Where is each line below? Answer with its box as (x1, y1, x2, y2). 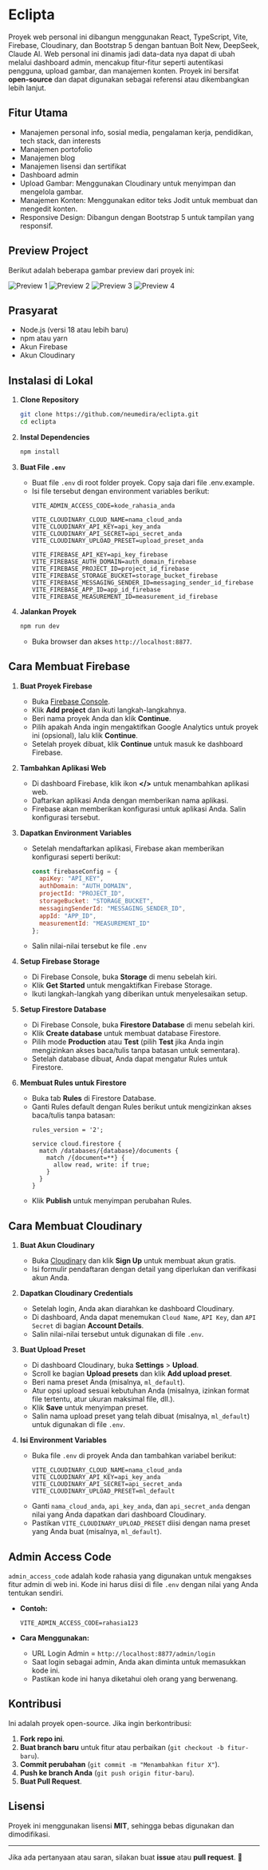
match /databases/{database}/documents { (38, 1147, 179, 1155)
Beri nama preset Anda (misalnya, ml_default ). (31, 1378, 185, 1387)
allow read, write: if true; (53, 1161, 150, 1169)
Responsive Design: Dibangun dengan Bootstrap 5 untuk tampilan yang (19, 212, 254, 221)
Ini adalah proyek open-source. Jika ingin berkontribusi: (8, 1718, 192, 1728)
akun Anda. (31, 1273, 70, 1282)
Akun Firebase (19, 342, 68, 352)
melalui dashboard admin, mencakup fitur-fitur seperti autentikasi (8, 58, 224, 67)
